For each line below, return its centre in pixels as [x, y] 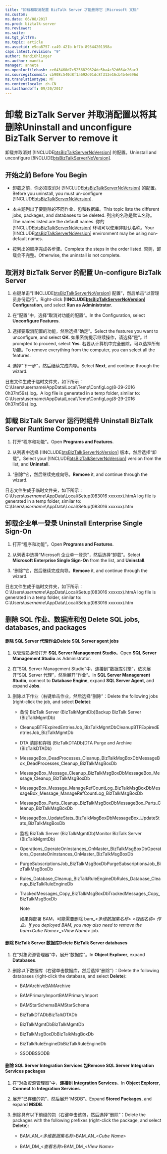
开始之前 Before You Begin [46, 175]
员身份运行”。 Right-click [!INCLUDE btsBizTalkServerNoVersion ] [79, 299]
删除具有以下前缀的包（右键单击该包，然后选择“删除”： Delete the [79, 1115]
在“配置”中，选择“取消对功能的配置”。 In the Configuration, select [79, 315]
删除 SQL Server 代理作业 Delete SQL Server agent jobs [62, 641]
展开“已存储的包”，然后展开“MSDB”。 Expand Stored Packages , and [82, 1099]
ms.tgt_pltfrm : [21, 38]
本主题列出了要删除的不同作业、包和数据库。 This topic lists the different [86, 209]
